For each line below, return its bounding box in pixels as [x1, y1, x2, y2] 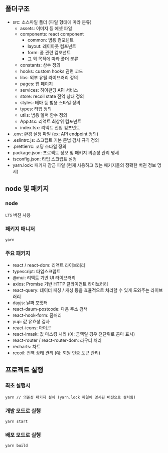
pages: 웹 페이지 [20, 81, 53, 87]
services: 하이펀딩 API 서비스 [20, 87, 78, 93]
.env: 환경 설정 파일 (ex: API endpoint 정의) [12, 131, 99, 137]
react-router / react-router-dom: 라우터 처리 [12, 337, 102, 343]
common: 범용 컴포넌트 [27, 37, 74, 43]
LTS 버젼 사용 [5, 212, 31, 218]
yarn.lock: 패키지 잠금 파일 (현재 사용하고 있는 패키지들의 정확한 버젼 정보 [12, 162, 156, 168]
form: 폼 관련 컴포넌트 [27, 49, 71, 55]
